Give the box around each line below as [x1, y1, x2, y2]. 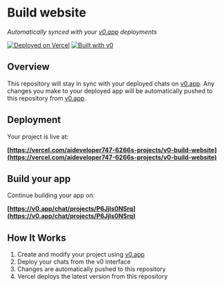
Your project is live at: [7, 132, 69, 141]
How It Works [7, 232, 67, 244]
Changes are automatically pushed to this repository [17, 265, 166, 273]
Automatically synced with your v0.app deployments [7, 28, 157, 36]
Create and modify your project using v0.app [17, 250, 145, 259]
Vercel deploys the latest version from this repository [17, 273, 168, 281]
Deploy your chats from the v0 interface [17, 257, 131, 266]
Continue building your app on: [7, 191, 95, 199]
